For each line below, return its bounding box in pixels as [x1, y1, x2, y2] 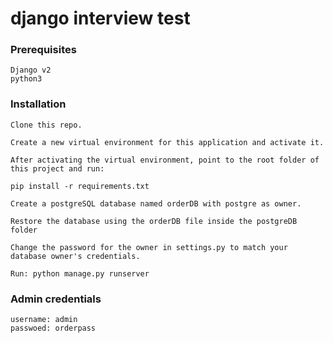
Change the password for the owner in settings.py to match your [10, 242, 288, 252]
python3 [10, 74, 43, 84]
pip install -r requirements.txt [10, 181, 150, 191]
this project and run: [10, 163, 105, 174]
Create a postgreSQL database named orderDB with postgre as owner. [10, 198, 302, 209]
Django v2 [10, 65, 52, 76]
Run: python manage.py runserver [10, 268, 150, 279]
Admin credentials [10, 292, 102, 306]
